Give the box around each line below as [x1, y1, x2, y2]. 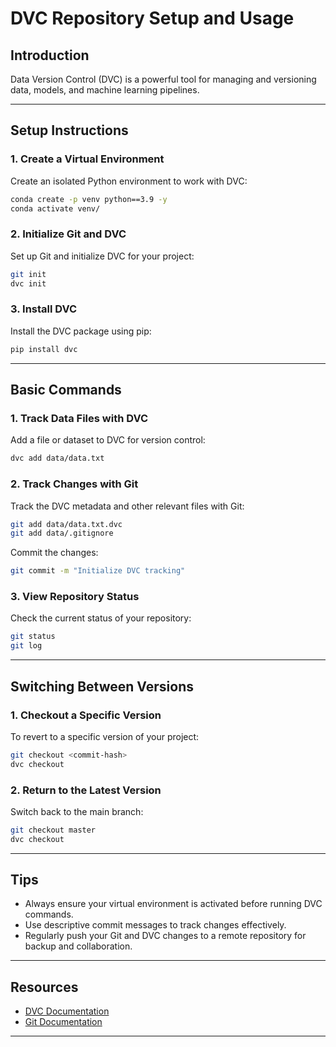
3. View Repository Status [10, 590, 140, 604]
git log [10, 641, 43, 651]
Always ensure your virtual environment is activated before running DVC [24, 898, 323, 910]
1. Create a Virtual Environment [10, 152, 165, 166]
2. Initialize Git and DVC [10, 227, 127, 241]
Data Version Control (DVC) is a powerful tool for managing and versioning [10, 73, 317, 85]
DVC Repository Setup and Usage [10, 7, 295, 30]
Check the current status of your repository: [10, 612, 192, 624]
